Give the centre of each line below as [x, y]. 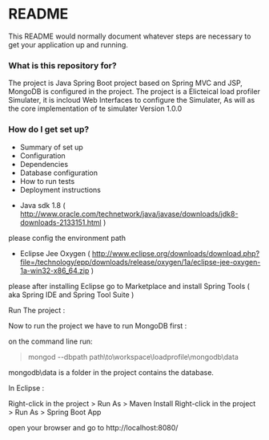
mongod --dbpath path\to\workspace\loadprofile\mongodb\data [133, 356]
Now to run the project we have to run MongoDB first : [98, 325]
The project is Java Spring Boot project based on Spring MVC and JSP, [125, 83]
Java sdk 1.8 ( [42, 205]
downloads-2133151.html [60, 222]
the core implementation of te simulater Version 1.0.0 [95, 108]
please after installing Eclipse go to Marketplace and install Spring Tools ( [129, 286]
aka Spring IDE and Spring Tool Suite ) [71, 295]
